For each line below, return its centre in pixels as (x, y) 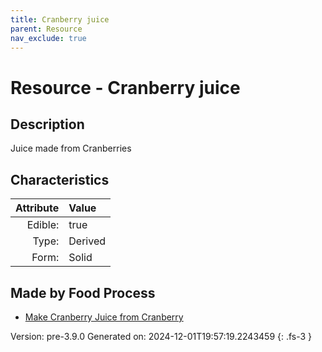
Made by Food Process (83, 292)
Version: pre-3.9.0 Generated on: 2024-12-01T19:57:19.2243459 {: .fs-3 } (161, 336)
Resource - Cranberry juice (125, 87)
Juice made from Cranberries (71, 148)
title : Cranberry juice (60, 19)
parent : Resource (46, 29)
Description (47, 124)
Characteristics (60, 179)
